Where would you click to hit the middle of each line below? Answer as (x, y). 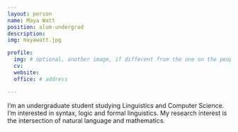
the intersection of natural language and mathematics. (86, 120)
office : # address (41, 79)
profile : (20, 53)
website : (27, 72)
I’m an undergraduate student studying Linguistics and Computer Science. (116, 105)
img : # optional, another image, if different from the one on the (115, 60)
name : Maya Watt (31, 20)
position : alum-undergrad (45, 27)
